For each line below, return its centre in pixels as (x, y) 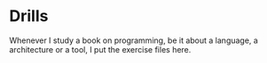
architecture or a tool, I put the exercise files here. (100, 49)
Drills (29, 16)
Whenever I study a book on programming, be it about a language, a (134, 40)
